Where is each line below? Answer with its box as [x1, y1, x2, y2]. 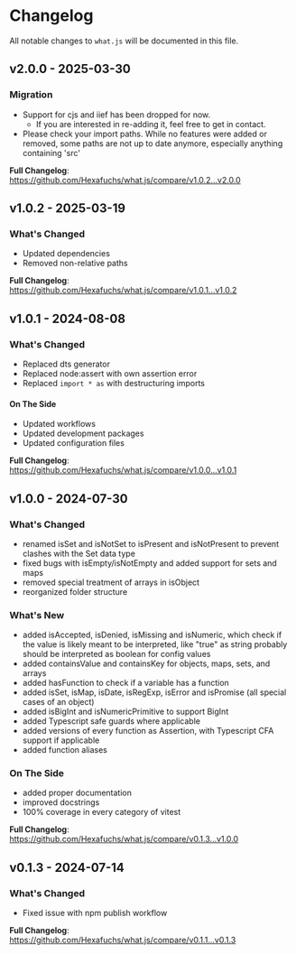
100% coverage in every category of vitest [22, 807, 181, 818]
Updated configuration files [22, 438, 125, 449]
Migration [9, 88, 53, 101]
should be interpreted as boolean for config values [22, 649, 211, 660]
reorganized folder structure [22, 586, 128, 597]
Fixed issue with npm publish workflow [22, 908, 168, 919]
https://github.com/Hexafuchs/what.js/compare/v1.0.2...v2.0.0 [9, 174, 241, 185]
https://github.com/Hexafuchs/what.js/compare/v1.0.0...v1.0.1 [9, 465, 237, 476]
